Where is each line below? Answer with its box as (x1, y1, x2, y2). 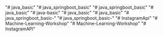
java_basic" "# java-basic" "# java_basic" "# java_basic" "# (5, 10, 129, 16)
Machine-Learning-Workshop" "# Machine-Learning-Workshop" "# (5, 20, 146, 26)
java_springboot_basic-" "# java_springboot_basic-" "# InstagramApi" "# (5, 15, 158, 21)
